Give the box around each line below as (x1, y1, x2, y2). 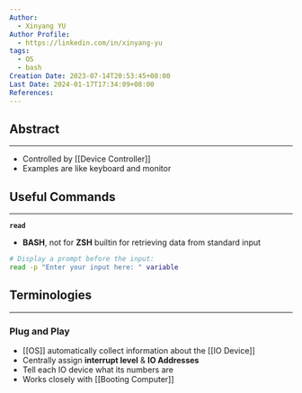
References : (9, 88, 54, 97)
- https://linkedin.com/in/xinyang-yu (17, 38, 164, 48)
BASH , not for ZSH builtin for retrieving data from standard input (22, 237, 262, 248)
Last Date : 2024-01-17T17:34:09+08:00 (9, 80, 155, 89)
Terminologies (9, 288, 93, 303)
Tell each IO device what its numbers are (22, 364, 173, 375)
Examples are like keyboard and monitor (22, 163, 172, 174)
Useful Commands (9, 189, 116, 205)
